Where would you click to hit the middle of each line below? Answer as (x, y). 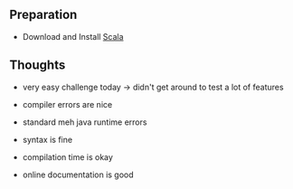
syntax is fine (47, 139)
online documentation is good (78, 175)
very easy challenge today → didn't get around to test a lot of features (153, 87)
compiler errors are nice (67, 104)
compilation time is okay (67, 156)
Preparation (43, 15)
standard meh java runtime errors (85, 122)
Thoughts (38, 66)
